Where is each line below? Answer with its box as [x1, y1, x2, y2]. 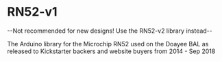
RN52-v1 [7, 4, 58, 20]
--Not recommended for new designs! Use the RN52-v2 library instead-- [7, 27, 212, 35]
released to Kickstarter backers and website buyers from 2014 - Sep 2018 [7, 47, 216, 55]
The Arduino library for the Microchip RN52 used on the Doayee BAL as [7, 40, 209, 48]
